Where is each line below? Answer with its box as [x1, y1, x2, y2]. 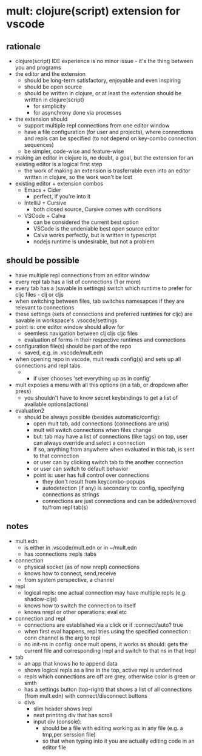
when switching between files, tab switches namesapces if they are [15, 297, 185, 305]
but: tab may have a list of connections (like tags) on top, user [33, 433, 188, 440]
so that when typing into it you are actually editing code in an [42, 737, 195, 744]
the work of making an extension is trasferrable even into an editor [24, 167, 190, 174]
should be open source [24, 83, 82, 90]
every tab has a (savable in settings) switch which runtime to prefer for [15, 284, 192, 292]
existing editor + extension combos [15, 180, 104, 187]
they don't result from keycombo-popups [42, 478, 146, 485]
